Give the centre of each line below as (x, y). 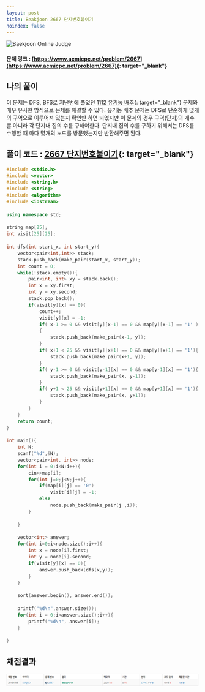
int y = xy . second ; (53, 292)
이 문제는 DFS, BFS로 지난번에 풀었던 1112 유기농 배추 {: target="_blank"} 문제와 (102, 102)
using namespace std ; (34, 214)
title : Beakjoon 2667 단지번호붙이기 (50, 19)
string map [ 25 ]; (27, 228)
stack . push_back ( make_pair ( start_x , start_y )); (79, 260)
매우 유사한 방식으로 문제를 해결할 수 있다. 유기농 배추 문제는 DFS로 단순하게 (97, 110)
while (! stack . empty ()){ (48, 273)
